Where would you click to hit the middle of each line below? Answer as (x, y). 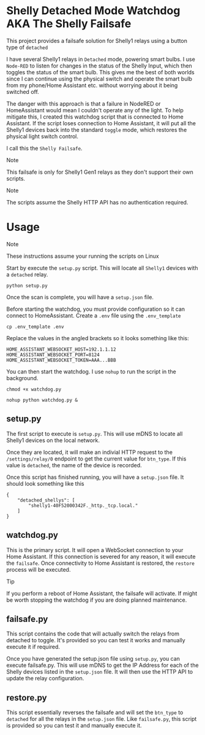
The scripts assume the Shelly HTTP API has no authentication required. (97, 202)
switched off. (23, 91)
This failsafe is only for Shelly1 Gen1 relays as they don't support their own (100, 172)
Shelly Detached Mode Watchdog (93, 11)
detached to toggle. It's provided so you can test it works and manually (96, 640)
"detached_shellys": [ (46, 500)
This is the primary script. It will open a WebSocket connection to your (95, 550)
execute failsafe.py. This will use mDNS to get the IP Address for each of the (102, 665)
